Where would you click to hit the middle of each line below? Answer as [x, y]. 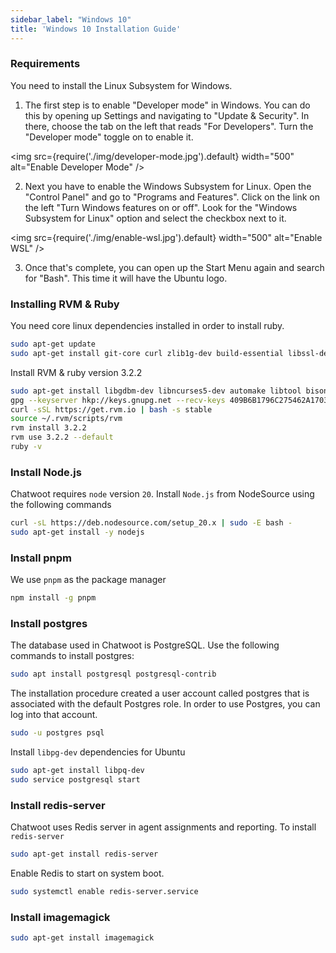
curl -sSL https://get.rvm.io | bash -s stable [111, 409]
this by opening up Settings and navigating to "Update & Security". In [167, 115]
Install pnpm [41, 558]
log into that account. [54, 715]
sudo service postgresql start [75, 780]
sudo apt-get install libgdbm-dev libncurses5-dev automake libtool [156, 391]
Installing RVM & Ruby [65, 304]
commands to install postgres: [72, 656]
